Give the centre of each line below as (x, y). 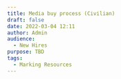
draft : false (26, 20)
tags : (15, 58)
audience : (21, 39)
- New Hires (31, 45)
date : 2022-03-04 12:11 (41, 26)
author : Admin (27, 33)
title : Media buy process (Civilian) (61, 13)
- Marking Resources (43, 65)
